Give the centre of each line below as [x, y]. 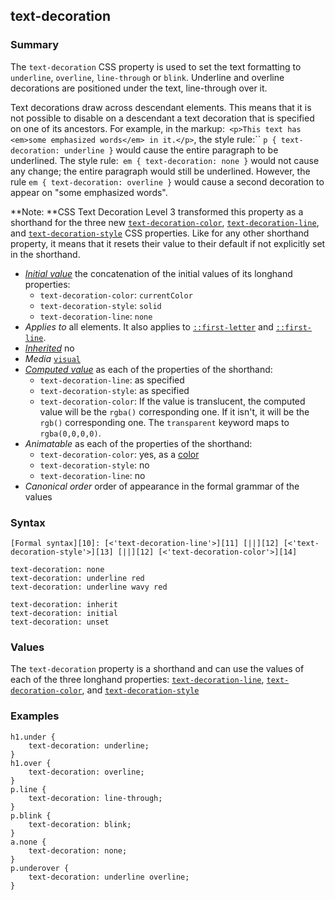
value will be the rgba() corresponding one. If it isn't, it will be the [174, 411]
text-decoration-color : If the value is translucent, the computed [172, 401]
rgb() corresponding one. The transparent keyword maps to [164, 422]
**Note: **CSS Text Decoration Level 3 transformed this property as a [157, 211]
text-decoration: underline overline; [109, 877]
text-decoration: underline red [77, 578]
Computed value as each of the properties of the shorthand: [148, 369]
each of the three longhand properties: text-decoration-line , [137, 680]
